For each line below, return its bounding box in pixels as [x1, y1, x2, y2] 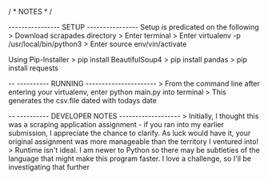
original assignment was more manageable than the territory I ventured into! [8, 137, 258, 146]
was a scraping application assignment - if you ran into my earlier [8, 120, 224, 129]
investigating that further [8, 162, 90, 171]
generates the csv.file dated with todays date [8, 96, 158, 105]
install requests [8, 63, 58, 73]
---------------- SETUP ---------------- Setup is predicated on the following [8, 22, 260, 31]
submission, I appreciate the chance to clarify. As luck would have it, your [8, 128, 251, 138]
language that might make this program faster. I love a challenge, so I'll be [8, 154, 252, 163]
